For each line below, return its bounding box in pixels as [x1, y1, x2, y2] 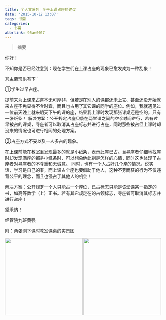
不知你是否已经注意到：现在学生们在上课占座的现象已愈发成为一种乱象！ [5, 65, 152, 71]
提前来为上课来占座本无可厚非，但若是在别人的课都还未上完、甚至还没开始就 [5, 97, 161, 103]
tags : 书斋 [5, 16, 26, 21]
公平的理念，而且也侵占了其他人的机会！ [9, 173, 92, 179]
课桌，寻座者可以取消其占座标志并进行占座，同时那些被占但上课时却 [22, 121, 161, 127]
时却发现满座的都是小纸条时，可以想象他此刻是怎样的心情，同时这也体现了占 [5, 155, 161, 160]
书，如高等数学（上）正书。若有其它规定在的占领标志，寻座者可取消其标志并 [5, 190, 161, 196]
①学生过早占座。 [5, 86, 42, 92]
